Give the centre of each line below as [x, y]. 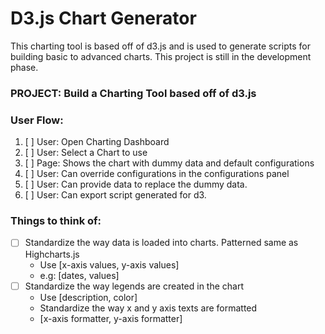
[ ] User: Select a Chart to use [86, 153]
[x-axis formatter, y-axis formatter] [111, 318]
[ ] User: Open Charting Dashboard [97, 142]
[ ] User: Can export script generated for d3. [115, 195]
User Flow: [37, 120]
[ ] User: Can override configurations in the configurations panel [157, 174]
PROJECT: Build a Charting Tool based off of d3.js [133, 93]
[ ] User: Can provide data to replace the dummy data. [136, 184]
